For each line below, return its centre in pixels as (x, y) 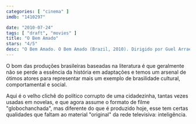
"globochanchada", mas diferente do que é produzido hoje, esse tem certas (97, 108)
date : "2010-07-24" (30, 27)
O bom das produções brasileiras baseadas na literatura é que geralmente (95, 66)
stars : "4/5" (22, 44)
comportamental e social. (36, 84)
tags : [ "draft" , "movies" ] (41, 33)
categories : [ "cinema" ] (37, 11)
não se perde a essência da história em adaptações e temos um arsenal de (96, 72)
